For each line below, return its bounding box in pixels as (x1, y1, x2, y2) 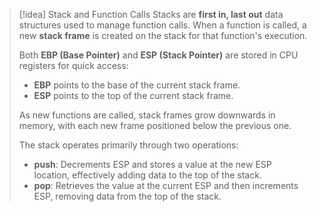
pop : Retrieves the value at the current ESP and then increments (33, 180, 299, 191)
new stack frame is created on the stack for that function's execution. (18, 30, 308, 41)
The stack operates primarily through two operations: (18, 139, 239, 151)
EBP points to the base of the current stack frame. (33, 79, 241, 91)
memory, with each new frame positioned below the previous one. (18, 120, 292, 131)
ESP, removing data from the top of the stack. (33, 190, 222, 202)
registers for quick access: (18, 60, 129, 71)
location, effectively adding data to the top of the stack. (33, 169, 262, 181)
